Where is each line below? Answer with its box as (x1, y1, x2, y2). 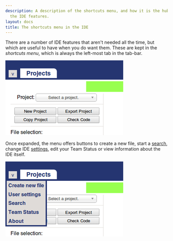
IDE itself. (5, 152, 26, 158)
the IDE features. (10, 13, 50, 19)
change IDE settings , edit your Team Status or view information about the (5, 146, 161, 152)
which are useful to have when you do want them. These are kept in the (5, 45, 158, 51)
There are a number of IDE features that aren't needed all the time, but (5, 39, 154, 46)
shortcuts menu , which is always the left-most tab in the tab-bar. (5, 50, 143, 57)
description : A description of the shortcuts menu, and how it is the (5, 8, 160, 13)
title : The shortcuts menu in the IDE (5, 25, 89, 30)
